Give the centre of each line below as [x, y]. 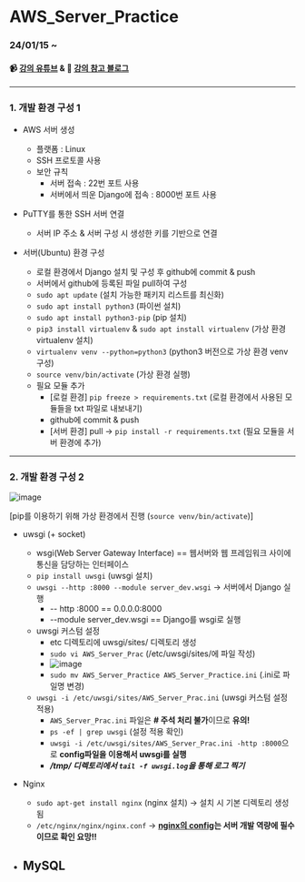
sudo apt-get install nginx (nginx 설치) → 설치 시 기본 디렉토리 [154, 802]
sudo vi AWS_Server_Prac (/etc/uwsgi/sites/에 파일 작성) [152, 654]
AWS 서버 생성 [49, 129]
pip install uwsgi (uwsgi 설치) [94, 575]
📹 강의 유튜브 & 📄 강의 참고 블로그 [69, 68]
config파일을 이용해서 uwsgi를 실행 [123, 754]
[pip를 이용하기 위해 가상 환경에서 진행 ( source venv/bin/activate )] [132, 515]
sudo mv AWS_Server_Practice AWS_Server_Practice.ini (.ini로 [165, 674]
